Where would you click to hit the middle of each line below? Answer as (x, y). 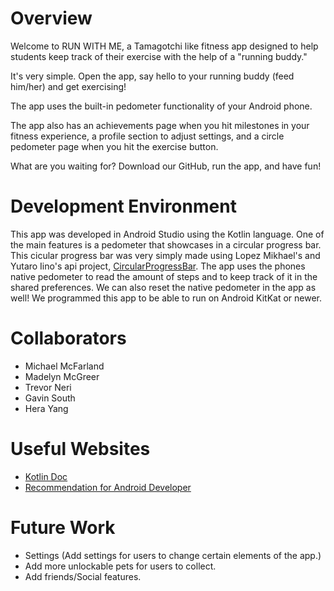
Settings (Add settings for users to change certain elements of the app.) (173, 555)
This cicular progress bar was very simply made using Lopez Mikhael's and (165, 255)
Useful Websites (80, 449)
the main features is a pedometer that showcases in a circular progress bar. (166, 244)
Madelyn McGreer (62, 376)
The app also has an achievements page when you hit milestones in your (160, 125)
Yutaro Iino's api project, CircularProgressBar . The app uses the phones (158, 266)
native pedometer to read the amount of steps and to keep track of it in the (164, 276)
